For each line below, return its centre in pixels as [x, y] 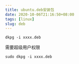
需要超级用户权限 [23, 47]
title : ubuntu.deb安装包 [30, 10]
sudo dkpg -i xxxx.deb [29, 57]
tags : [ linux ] [20, 19]
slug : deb [15, 24]
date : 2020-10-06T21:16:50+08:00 [40, 14]
